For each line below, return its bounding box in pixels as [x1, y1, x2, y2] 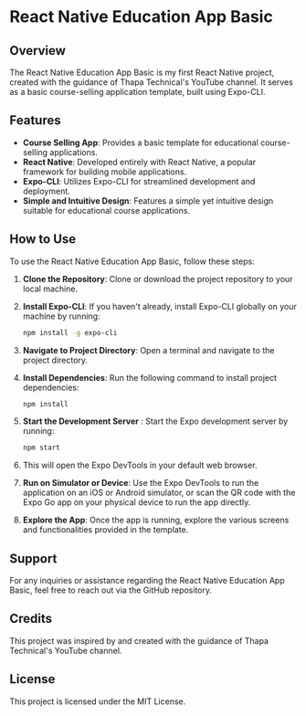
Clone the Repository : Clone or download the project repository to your [22, 273, 293, 284]
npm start [22, 443, 61, 453]
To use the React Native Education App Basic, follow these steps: [9, 256, 255, 267]
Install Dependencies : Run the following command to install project [22, 372, 277, 383]
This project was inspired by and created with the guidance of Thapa [9, 635, 269, 646]
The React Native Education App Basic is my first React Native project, [9, 67, 275, 78]
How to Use [9, 231, 77, 247]
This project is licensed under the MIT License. [9, 696, 186, 707]
